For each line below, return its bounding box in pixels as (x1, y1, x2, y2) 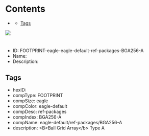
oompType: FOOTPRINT (12, 92, 63, 98)
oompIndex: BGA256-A (12, 114, 62, 120)
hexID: (12, 86, 27, 93)
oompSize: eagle (12, 98, 48, 104)
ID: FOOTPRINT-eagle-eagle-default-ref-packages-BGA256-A (12, 48, 144, 54)
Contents (5, 3, 46, 15)
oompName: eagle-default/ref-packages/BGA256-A (12, 119, 122, 125)
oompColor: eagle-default (12, 103, 67, 109)
